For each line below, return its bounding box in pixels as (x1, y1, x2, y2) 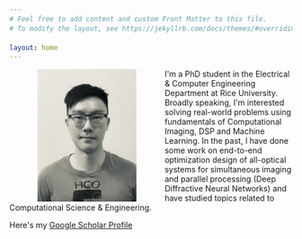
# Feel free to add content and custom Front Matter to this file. (9, 14, 268, 23)
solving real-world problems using (164, 107, 292, 118)
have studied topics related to (164, 193, 275, 204)
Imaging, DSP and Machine (164, 126, 265, 137)
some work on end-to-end (164, 145, 262, 156)
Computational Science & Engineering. (9, 202, 152, 213)
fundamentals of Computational (164, 117, 282, 128)
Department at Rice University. (164, 88, 279, 99)
